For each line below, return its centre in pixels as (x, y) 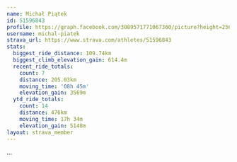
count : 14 (34, 106)
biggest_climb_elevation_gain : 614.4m (70, 60)
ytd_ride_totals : (39, 100)
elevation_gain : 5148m (53, 126)
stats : (16, 47)
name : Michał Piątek (37, 14)
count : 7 (32, 73)
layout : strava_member (40, 132)
